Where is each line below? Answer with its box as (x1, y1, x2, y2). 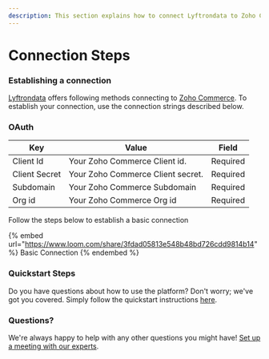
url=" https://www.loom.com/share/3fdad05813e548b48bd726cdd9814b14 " (8, 240, 258, 249)
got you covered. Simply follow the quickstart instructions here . (8, 294, 218, 305)
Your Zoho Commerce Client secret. (68, 169, 204, 180)
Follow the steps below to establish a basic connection (8, 216, 189, 225)
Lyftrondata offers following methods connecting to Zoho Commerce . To (8, 93, 247, 103)
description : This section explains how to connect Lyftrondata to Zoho (8, 11, 256, 20)
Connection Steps (8, 46, 130, 64)
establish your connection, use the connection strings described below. (8, 102, 244, 111)
